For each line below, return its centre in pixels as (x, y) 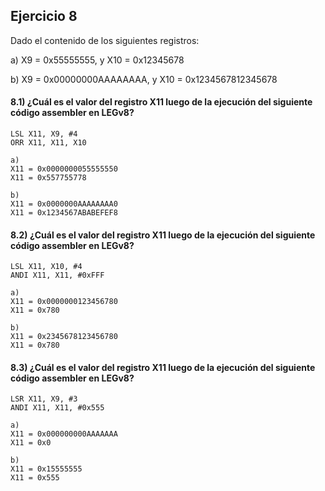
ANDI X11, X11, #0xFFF (57, 275)
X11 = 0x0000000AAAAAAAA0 (64, 204)
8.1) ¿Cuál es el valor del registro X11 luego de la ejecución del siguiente (161, 102)
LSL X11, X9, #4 (44, 134)
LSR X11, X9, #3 (44, 399)
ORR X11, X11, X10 (48, 143)
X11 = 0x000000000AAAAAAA (64, 434)
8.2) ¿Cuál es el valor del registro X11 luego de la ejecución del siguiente (163, 235)
